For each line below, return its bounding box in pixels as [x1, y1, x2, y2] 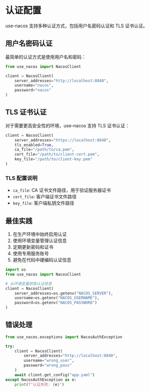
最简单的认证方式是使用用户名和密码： [5, 53, 86, 60]
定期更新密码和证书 [12, 244, 54, 250]
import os [5, 267, 27, 272]
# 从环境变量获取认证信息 [5, 281, 52, 286]
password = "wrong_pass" [24, 363, 72, 368]
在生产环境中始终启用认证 [12, 231, 67, 237]
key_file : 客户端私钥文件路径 [12, 200, 75, 206]
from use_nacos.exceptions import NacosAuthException [5, 334, 123, 340]
